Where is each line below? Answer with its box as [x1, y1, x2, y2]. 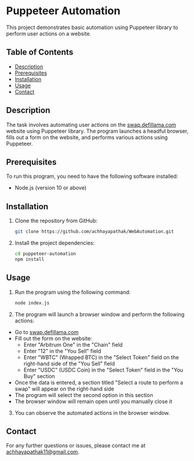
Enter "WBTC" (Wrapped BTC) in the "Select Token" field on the [23, 354, 179, 361]
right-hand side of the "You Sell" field [23, 360, 115, 367]
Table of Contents [6, 47, 74, 57]
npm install [14, 256, 44, 262]
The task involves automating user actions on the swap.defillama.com [6, 121, 176, 128]
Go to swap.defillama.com [14, 328, 79, 335]
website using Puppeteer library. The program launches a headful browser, [6, 127, 189, 135]
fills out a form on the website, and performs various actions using [6, 133, 168, 140]
